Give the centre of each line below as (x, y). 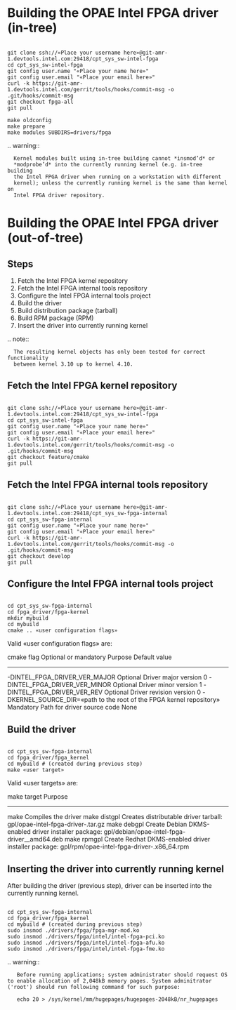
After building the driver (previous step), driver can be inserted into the (110, 885)
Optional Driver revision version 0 (153, 692)
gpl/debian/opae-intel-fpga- (145, 832)
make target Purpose (38, 797)
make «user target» (36, 770)
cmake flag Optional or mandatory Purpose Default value (90, 657)
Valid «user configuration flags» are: (60, 644)
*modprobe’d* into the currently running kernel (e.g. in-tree (108, 164)
